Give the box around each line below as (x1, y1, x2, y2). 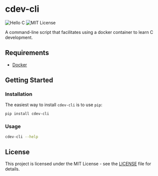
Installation (5, 91, 33, 98)
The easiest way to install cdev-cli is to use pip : (5, 102, 103, 108)
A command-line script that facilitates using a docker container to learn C (5, 29, 154, 35)
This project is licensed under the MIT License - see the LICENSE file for (5, 161, 151, 167)
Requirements (5, 49, 49, 57)
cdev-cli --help (5, 134, 38, 139)
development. (5, 34, 33, 40)
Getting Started (5, 76, 53, 85)
